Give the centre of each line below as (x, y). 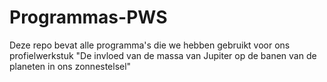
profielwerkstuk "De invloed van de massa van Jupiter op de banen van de (163, 55)
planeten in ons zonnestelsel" (70, 66)
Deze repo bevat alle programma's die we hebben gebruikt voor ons (150, 45)
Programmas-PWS (88, 17)
